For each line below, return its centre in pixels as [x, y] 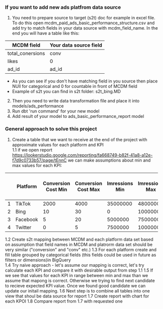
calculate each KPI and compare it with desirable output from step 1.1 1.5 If [79, 270]
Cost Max [89, 189]
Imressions [120, 183]
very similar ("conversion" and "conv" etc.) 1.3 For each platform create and [81, 249]
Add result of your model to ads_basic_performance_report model [78, 116]
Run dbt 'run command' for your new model [56, 111]
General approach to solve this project [51, 129]
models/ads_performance [38, 106]
